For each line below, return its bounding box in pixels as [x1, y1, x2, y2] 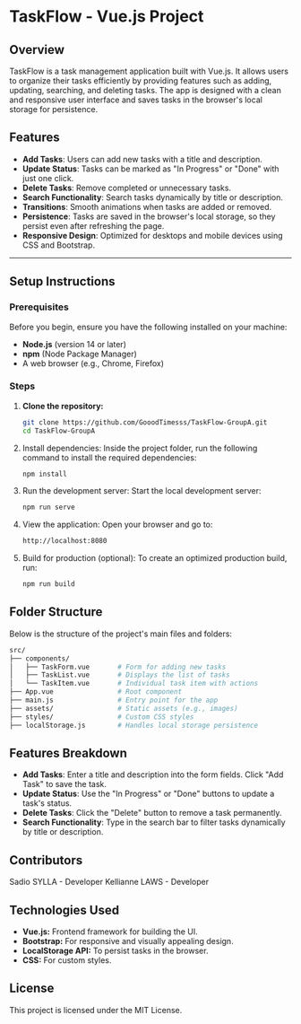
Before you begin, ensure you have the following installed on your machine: [9, 321, 288, 332]
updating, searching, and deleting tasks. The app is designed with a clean [9, 85, 282, 95]
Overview [9, 42, 65, 57]
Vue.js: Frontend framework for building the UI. [21, 926, 199, 937]
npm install [21, 469, 67, 478]
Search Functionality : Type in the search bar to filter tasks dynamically [21, 817, 286, 827]
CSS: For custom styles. [21, 955, 112, 966]
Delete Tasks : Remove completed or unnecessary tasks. [21, 182, 231, 193]
